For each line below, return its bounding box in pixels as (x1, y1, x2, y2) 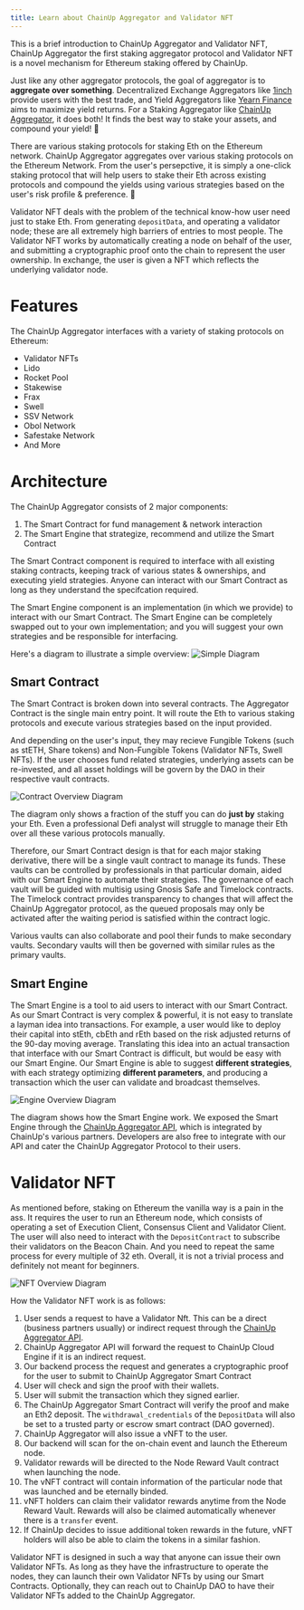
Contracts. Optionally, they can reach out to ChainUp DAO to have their (10, 1581, 275, 1592)
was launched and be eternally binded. (23, 1486, 169, 1497)
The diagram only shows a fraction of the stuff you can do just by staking (10, 809, 284, 819)
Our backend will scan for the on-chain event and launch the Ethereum (23, 1438, 288, 1449)
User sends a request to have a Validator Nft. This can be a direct (23, 1313, 268, 1324)
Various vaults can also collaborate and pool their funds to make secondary (10, 930, 292, 942)
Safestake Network (23, 429, 96, 440)
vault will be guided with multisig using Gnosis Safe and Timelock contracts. (10, 884, 294, 895)
